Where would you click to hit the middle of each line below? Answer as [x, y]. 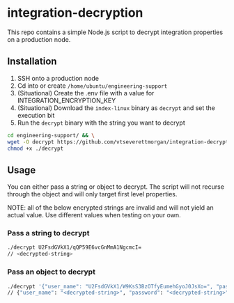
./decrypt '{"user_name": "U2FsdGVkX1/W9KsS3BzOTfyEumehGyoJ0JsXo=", [110, 286]
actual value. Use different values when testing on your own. [94, 215]
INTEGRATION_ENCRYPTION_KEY [67, 100]
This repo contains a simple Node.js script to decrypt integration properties [115, 32]
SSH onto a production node [58, 78]
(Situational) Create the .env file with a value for [86, 93]
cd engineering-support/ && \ [51, 135]
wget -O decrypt [31, 142]
